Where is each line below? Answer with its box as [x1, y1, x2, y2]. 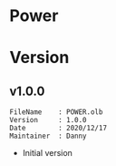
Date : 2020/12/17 [9, 124, 107, 133]
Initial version [22, 148, 72, 159]
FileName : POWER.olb [9, 108, 103, 117]
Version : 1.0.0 [9, 116, 88, 125]
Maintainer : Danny [9, 131, 88, 141]
